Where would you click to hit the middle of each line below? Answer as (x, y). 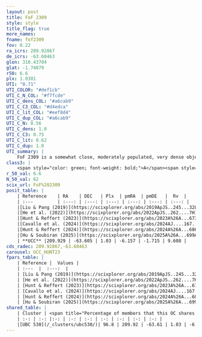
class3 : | (19, 163)
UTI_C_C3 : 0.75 (25, 135)
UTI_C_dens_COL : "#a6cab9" (40, 101)
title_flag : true (28, 29)
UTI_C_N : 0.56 (24, 124)
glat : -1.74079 (25, 68)
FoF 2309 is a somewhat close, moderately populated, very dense (101, 157)
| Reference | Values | (48, 263)
